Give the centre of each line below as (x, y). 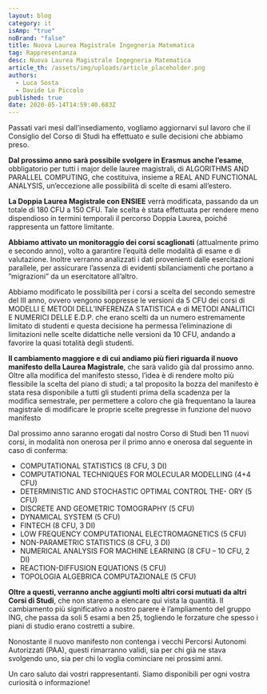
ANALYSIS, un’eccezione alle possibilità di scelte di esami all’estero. (120, 186)
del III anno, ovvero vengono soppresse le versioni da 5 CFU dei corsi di (127, 300)
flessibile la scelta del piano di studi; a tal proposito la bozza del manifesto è (133, 384)
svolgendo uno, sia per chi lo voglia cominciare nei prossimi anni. (116, 659)
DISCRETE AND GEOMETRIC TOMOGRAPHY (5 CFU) (107, 508)
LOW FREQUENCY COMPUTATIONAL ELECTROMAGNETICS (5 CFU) (133, 534)
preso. (19, 145)
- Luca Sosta (37, 82)
